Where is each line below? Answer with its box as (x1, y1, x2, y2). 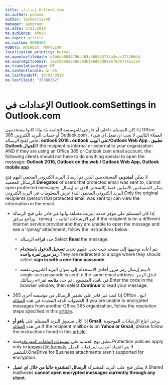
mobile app (5, 164, 29, 170)
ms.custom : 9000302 (5, 40, 46, 45)
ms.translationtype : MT (5, 63, 55, 68)
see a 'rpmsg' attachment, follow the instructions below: (12, 226, 129, 232)
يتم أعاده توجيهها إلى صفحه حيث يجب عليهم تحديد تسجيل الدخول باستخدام (20, 246, 158, 252)
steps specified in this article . (12, 308, 74, 314)
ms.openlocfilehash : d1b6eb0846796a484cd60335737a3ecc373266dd (5, 54, 140, 59)
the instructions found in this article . (12, 328, 87, 335)
